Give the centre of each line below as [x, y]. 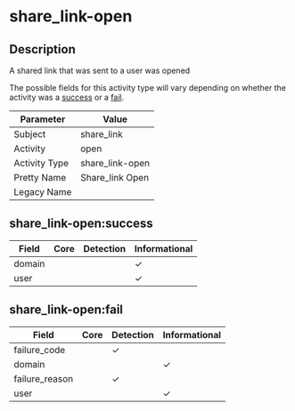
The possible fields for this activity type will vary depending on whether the [148, 88]
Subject [30, 134]
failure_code [40, 350]
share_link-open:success [81, 224]
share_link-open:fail [66, 310]
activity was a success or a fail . [67, 97]
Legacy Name [43, 192]
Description [42, 49]
